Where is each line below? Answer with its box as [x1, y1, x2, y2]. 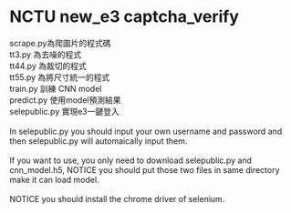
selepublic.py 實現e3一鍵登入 [9, 106, 120, 117]
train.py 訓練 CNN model [9, 83, 102, 94]
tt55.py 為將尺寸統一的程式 [9, 71, 110, 83]
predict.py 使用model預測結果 [9, 94, 121, 106]
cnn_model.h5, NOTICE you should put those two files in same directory [9, 164, 280, 175]
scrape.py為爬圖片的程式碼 [9, 37, 111, 48]
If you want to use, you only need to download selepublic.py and [9, 155, 253, 166]
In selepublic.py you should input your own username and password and [9, 126, 283, 137]
